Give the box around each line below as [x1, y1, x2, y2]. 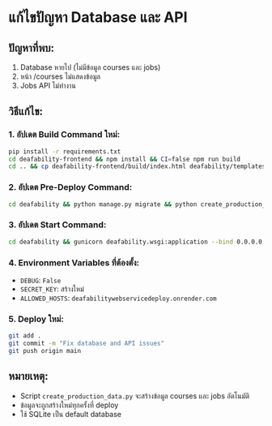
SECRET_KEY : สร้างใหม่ [19, 284, 85, 294]
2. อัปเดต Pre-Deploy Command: [8, 182, 133, 193]
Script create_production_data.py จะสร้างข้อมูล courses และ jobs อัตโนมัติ [19, 390, 249, 401]
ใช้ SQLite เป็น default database [19, 409, 121, 419]
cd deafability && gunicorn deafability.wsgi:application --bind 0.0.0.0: [8, 238, 266, 246]
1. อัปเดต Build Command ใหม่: [8, 129, 121, 140]
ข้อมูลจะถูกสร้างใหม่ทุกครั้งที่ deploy [19, 400, 119, 410]
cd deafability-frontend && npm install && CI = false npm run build [8, 155, 241, 163]
